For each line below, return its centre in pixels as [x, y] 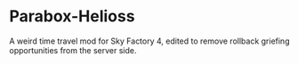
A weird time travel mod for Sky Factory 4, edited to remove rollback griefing [149, 41]
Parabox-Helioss [72, 16]
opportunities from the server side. [73, 50]
